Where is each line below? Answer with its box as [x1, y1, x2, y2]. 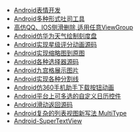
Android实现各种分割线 [13, 75, 79, 82]
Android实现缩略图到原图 [13, 49, 85, 57]
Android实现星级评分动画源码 [13, 41, 97, 48]
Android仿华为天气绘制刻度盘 [13, 32, 97, 40]
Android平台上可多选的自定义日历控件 [13, 92, 121, 100]
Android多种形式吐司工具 [13, 14, 85, 23]
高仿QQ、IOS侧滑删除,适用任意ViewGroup [13, 23, 133, 31]
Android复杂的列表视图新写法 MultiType [13, 109, 127, 117]
